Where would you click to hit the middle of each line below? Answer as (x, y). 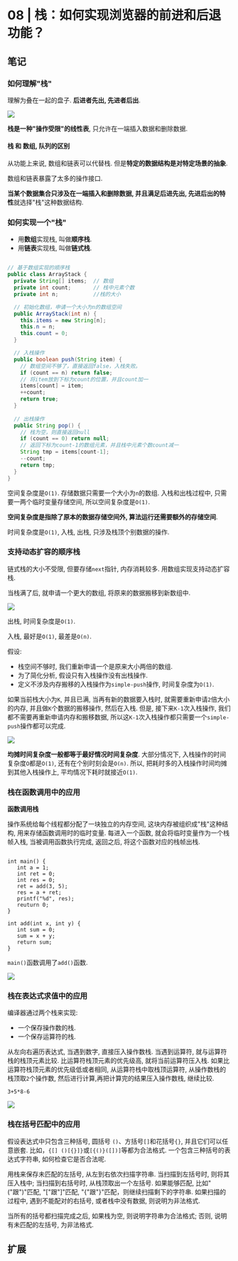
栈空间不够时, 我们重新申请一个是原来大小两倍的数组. (95, 666)
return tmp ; (38, 465)
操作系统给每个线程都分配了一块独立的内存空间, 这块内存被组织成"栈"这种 (115, 824)
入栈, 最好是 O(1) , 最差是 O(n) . (50, 636)
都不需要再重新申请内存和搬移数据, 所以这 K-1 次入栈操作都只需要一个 (107, 717)
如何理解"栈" (29, 83)
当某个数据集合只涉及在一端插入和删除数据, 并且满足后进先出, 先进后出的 (114, 194)
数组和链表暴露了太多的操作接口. (55, 178)
